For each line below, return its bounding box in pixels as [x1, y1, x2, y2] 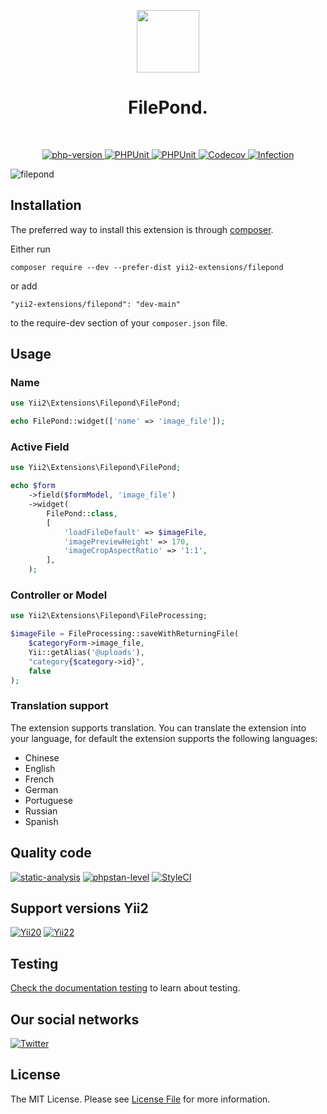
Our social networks [10, 1011, 140, 1028]
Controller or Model [10, 588, 108, 602]
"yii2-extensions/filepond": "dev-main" [10, 299, 182, 309]
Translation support [10, 699, 109, 713]
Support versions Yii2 [10, 900, 149, 917]
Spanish [24, 815, 59, 827]
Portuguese [24, 794, 73, 806]
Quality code [10, 845, 92, 862]
